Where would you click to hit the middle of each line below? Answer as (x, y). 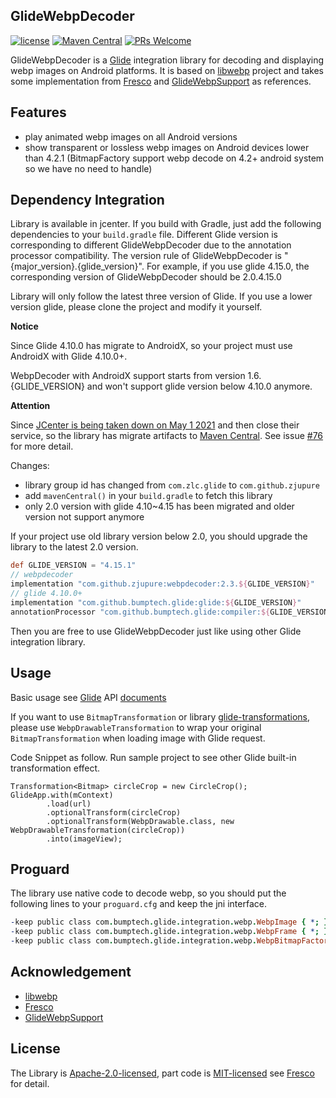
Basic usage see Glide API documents (88, 697)
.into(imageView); (84, 839)
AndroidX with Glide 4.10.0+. (69, 356)
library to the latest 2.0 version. (74, 547)
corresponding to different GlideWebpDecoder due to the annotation (151, 245)
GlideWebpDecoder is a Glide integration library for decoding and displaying (167, 60)
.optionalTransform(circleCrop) (114, 812)
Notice (24, 326)
